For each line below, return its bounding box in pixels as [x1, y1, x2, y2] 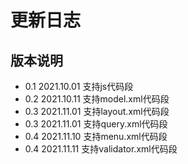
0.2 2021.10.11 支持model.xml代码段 [24, 93, 170, 105]
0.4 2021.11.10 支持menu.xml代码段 [24, 131, 168, 142]
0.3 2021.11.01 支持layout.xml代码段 [24, 106, 170, 117]
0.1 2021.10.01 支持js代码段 [24, 81, 134, 92]
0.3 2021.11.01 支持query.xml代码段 [24, 118, 168, 130]
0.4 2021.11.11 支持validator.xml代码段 [24, 143, 178, 155]
